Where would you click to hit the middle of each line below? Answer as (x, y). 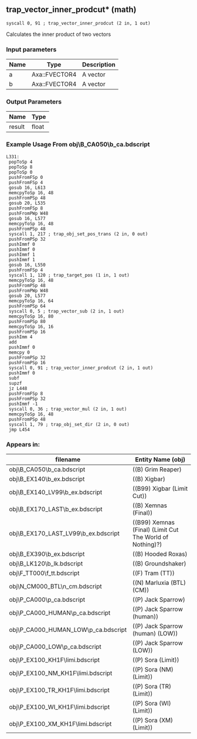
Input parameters (31, 49)
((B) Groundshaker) (159, 563)
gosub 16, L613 (27, 188)
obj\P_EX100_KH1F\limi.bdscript (55, 660)
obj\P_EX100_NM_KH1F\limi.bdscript (61, 673)
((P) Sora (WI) (152, 703)
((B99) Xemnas (153, 522)
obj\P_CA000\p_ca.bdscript (47, 600)
